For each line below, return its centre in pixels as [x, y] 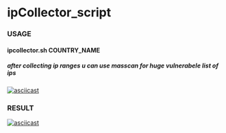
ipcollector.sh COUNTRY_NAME [54, 50]
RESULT [21, 108]
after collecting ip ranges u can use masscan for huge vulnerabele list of [113, 65]
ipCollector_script [59, 13]
